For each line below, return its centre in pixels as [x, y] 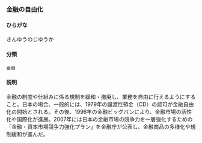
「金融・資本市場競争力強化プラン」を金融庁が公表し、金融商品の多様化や [98, 126]
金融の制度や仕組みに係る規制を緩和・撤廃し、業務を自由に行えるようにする [101, 96]
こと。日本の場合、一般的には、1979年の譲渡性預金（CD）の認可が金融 [95, 104]
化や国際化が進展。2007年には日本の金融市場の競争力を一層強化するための [99, 119]
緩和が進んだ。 [30, 134]
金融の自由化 [25, 9]
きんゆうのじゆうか [30, 39]
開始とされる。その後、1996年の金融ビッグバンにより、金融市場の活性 [104, 111]
